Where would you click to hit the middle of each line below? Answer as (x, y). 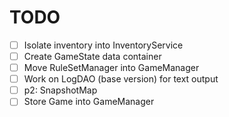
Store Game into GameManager (89, 102)
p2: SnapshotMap (60, 90)
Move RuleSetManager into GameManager (111, 68)
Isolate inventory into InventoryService (103, 45)
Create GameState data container (92, 56)
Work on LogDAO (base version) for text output (121, 79)
